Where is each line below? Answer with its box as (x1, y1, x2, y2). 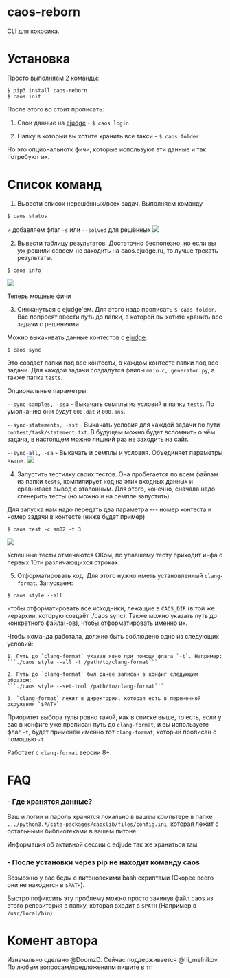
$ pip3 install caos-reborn (7, 87, 88, 94)
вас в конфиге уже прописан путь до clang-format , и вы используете (7, 720, 209, 728)
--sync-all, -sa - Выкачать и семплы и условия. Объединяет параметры (7, 448, 223, 456)
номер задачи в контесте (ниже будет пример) (7, 512, 146, 520)
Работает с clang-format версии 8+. (7, 748, 112, 756)
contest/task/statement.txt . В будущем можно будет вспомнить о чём (7, 427, 216, 436)
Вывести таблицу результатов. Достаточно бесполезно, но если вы (16, 239, 216, 247)
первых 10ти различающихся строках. (7, 558, 120, 566)
